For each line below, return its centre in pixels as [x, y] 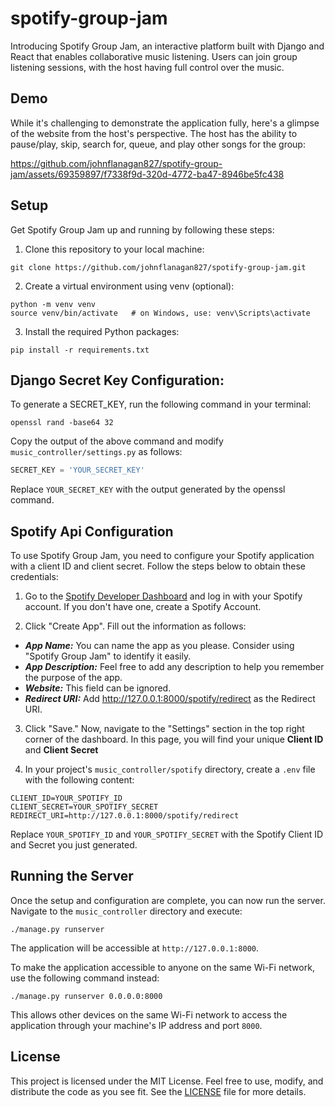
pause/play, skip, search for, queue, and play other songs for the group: [158, 144]
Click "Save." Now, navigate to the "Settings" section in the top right [164, 729]
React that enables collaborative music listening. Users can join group [154, 56]
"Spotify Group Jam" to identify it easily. [108, 656]
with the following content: [79, 780]
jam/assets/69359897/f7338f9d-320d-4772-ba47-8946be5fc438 [147, 174]
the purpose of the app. [73, 678]
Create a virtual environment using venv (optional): [129, 286]
